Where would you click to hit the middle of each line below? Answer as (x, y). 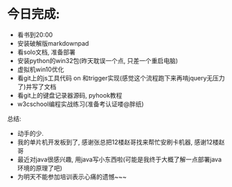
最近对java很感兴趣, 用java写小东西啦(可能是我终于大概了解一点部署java (119, 159)
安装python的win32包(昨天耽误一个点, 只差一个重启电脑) (98, 60)
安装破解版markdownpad (53, 43)
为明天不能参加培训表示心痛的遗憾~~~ (72, 177)
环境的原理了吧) (39, 168)
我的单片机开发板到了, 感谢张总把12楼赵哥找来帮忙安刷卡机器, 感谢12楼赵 (121, 142)
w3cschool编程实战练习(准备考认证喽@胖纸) (80, 104)
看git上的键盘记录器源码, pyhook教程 (70, 95)
